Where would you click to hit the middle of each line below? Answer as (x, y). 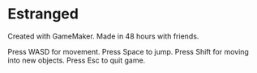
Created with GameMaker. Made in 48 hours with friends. (103, 36)
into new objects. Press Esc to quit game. (77, 60)
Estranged (43, 14)
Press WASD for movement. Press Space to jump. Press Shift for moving (128, 51)
